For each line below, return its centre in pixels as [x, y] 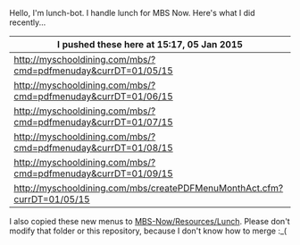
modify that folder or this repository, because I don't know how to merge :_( [148, 231]
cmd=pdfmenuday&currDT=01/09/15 [94, 173]
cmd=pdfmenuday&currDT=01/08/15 [94, 148]
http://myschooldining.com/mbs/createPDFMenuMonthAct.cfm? [149, 188]
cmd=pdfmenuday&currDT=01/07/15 [94, 122]
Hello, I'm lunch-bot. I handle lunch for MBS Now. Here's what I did [132, 13]
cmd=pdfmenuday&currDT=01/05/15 [94, 71]
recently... [28, 22]
